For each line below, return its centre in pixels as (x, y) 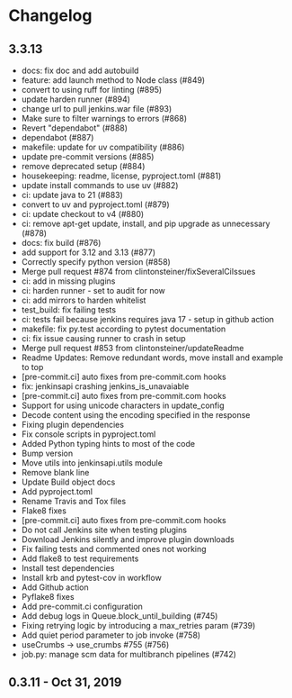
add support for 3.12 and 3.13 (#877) (88, 252)
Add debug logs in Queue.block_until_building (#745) (119, 616)
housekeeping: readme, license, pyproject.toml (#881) (121, 176)
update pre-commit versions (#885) (88, 157)
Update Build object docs (68, 482)
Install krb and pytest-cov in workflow (92, 578)
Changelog (50, 16)
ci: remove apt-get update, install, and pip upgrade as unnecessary (146, 223)
